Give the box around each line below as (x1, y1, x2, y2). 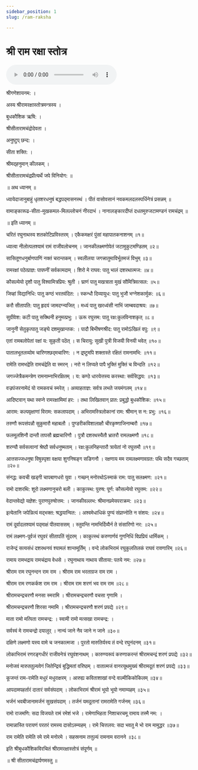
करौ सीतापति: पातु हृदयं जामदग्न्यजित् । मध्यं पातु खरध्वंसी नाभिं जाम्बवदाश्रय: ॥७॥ (6, 302, 159, 309)
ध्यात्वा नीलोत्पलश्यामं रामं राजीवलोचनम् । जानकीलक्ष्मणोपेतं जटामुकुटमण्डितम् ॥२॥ (6, 243, 159, 250)
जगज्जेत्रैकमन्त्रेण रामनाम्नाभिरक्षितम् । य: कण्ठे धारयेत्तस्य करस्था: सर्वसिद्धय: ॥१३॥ (6, 373, 160, 380)
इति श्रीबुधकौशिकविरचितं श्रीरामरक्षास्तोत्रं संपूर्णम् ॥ (6, 745, 97, 752)
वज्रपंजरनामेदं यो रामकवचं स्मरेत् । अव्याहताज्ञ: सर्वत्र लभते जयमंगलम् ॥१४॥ (6, 385, 147, 392)
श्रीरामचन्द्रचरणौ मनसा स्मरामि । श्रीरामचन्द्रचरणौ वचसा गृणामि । (6, 592, 123, 599)
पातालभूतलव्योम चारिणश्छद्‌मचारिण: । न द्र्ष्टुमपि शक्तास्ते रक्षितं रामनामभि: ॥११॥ (6, 349, 156, 356)
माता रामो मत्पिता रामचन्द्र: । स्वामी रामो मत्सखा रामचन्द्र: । (6, 615, 114, 622)
